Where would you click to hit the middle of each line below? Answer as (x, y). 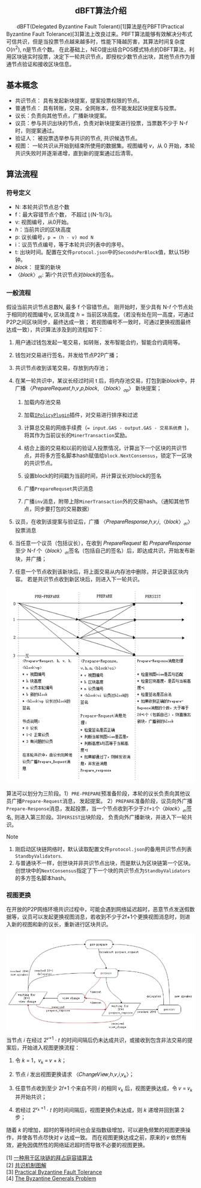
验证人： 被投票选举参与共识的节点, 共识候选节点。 (78, 138)
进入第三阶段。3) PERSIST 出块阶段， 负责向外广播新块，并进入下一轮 (103, 817)
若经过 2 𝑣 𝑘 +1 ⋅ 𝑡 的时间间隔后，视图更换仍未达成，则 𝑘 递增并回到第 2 (100, 1109)
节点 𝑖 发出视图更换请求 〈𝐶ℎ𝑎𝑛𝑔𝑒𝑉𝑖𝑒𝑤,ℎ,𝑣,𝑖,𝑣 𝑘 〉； (74, 1075)
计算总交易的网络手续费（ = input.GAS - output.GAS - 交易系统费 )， (108, 427)
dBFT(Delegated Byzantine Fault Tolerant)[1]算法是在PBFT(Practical (100, 26)
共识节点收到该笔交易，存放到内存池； (62, 368)
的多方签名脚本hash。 (42, 878)
